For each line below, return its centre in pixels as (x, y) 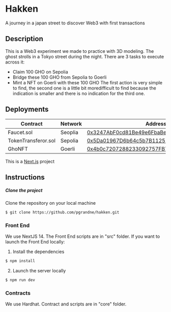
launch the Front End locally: (35, 242)
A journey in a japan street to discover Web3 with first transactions (75, 23)
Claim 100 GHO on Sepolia (40, 72)
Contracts (18, 293)
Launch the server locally (39, 270)
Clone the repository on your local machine (50, 203)
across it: (15, 62)
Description (24, 39)
